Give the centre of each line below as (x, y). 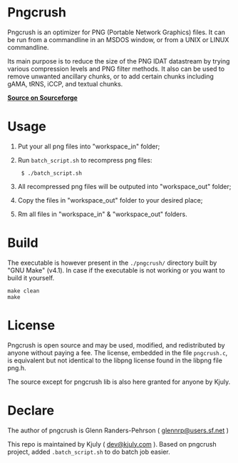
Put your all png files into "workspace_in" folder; (89, 146)
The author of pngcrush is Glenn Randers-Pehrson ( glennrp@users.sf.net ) (118, 430)
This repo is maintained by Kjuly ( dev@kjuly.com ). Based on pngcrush (112, 444)
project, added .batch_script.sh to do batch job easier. (89, 452)
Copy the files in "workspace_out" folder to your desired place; (110, 200)
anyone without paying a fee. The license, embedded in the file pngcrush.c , (118, 352)
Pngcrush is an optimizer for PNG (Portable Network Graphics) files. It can (117, 32)
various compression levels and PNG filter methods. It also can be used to (116, 68)
